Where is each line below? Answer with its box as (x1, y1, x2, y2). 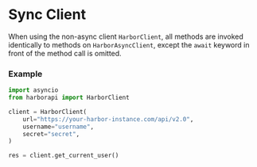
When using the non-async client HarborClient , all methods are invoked (8, 32, 244, 41)
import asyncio (8, 86, 59, 94)
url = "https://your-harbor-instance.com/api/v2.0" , (22, 115, 194, 123)
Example (8, 68, 43, 79)
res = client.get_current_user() (8, 152, 119, 160)
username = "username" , (22, 123, 94, 131)
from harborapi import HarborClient (8, 93, 130, 102)
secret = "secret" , (22, 130, 80, 138)
